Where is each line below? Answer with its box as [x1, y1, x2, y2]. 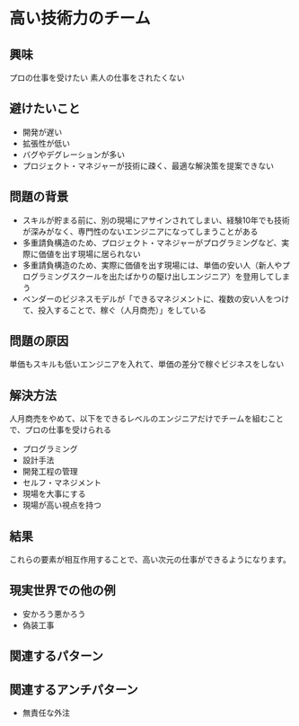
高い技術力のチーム [9, 8, 151, 29]
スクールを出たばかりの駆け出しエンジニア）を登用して [69, 270, 275, 281]
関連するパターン [9, 649, 103, 664]
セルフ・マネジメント [22, 477, 101, 488]
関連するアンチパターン [9, 682, 139, 697]
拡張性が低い [22, 137, 70, 148]
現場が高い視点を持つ [22, 500, 101, 510]
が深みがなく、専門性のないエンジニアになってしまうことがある [22, 226, 259, 236]
